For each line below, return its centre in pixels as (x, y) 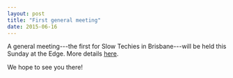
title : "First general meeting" (54, 20)
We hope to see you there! (45, 68)
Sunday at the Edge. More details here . (63, 54)
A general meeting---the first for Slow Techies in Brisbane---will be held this (117, 47)
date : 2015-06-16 (32, 26)
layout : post (26, 14)
